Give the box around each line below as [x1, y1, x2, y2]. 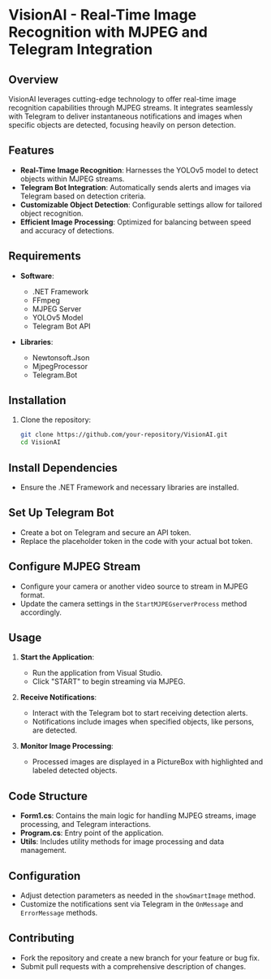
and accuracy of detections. [19, 225, 115, 235]
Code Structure [8, 789, 88, 803]
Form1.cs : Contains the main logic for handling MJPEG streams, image [19, 811, 257, 820]
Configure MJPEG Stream [8, 559, 141, 574]
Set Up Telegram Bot [8, 506, 114, 520]
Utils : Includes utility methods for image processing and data [19, 837, 225, 846]
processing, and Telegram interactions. [19, 820, 152, 829]
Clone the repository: [19, 415, 92, 424]
